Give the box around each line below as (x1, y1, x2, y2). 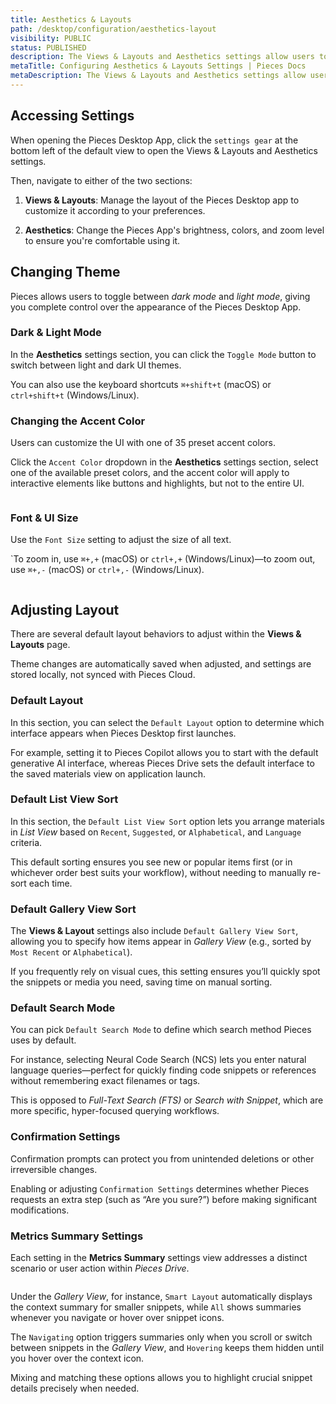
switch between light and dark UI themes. (10, 359, 182, 371)
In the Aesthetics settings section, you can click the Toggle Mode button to (10, 348, 317, 360)
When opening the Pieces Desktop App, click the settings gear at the (10, 134, 299, 146)
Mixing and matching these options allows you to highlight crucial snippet (10, 1371, 313, 1383)
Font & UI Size (10, 511, 79, 525)
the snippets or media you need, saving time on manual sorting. (10, 976, 273, 988)
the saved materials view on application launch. (10, 767, 207, 780)
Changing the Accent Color (10, 414, 146, 428)
